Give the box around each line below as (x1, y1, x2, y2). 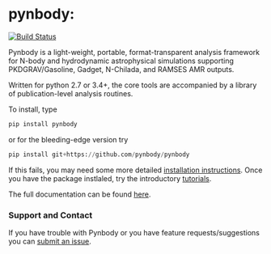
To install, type (8, 104, 58, 114)
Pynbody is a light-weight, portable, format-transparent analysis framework (8, 47, 260, 57)
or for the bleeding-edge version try (8, 134, 129, 144)
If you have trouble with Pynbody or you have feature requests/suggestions (8, 227, 260, 237)
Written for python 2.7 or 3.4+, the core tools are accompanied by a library (8, 80, 257, 90)
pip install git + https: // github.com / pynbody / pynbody (8, 150, 190, 159)
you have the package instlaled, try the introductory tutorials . (8, 173, 212, 183)
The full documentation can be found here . (8, 189, 151, 199)
